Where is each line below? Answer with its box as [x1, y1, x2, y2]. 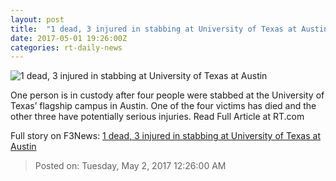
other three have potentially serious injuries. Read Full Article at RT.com [10, 111, 305, 123]
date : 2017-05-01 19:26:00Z [10, 33, 128, 43]
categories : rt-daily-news [10, 42, 123, 53]
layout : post [10, 14, 65, 25]
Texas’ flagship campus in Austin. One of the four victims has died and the [10, 100, 317, 112]
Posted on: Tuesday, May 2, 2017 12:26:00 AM [34, 160, 227, 172]
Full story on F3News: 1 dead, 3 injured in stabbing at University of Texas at [10, 130, 321, 142]
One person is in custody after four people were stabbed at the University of [10, 89, 325, 101]
